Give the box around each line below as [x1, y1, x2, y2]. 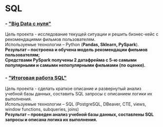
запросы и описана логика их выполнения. [5, 116, 97, 122]
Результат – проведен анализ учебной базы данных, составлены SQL [5, 111, 154, 117]
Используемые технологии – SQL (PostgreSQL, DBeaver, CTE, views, [5, 101, 146, 107]
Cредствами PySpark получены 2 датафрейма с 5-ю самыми [5, 57, 137, 63]
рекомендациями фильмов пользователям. [5, 36, 96, 42]
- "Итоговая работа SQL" [5, 74, 67, 81]
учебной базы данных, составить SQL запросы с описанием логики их [5, 91, 152, 96]
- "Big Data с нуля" [5, 20, 52, 27]
